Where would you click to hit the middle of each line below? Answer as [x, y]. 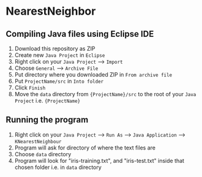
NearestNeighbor [51, 11]
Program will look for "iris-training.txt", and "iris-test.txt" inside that [99, 160]
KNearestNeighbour [38, 141]
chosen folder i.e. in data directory [58, 167]
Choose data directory [43, 154]
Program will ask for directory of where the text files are [85, 148]
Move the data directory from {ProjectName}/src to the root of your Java [105, 94]
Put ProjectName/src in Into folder [59, 81]
